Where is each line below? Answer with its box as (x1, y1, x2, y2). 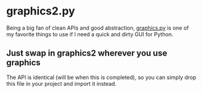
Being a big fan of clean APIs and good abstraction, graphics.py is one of (6, 24, 189, 31)
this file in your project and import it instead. (6, 80, 117, 87)
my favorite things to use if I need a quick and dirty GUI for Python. (6, 30, 174, 37)
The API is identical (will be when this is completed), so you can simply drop (6, 74, 197, 81)
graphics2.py (6, 4, 75, 18)
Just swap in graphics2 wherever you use (6, 48, 167, 59)
